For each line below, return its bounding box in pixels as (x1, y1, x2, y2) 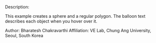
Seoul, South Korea (5, 33, 43, 38)
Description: (5, 4, 29, 10)
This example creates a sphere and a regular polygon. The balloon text (5, 13, 146, 19)
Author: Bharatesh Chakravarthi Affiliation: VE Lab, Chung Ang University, (5, 28, 151, 33)
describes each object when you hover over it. (5, 19, 98, 24)
